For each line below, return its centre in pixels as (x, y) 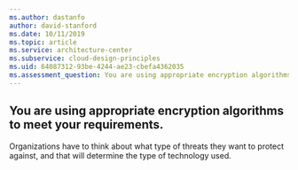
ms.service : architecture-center (71, 50)
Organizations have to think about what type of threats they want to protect (147, 146)
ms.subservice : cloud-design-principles (85, 58)
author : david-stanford (53, 26)
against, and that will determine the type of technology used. (121, 155)
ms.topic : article (43, 42)
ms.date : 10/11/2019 (47, 34)
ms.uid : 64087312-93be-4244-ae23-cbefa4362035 (97, 67)
